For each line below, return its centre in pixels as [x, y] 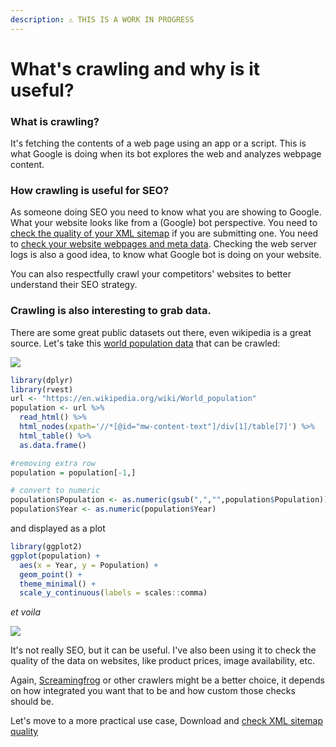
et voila [25, 612]
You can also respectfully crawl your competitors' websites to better [151, 274]
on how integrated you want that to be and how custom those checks [153, 691]
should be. [32, 702]
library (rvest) [42, 389]
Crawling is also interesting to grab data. [111, 311]
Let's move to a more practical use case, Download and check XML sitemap [167, 721]
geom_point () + [51, 574]
